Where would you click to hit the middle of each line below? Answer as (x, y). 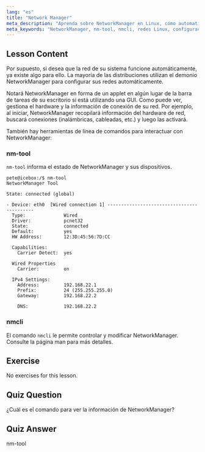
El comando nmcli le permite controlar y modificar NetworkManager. (92, 335)
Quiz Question (34, 395)
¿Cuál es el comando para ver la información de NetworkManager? (91, 410)
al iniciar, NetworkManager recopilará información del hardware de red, (96, 113)
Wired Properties (34, 264)
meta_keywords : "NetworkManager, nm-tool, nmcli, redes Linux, (88, 29)
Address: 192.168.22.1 (57, 285)
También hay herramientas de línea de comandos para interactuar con (95, 132)
